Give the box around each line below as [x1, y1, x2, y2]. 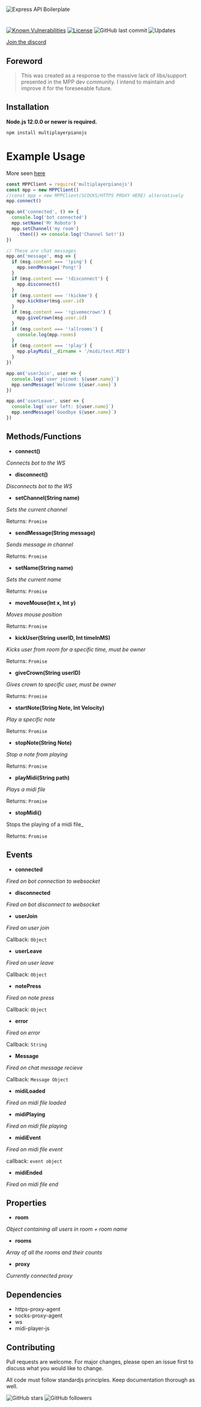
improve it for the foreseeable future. [20, 85, 112, 91]
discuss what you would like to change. [6, 1364, 104, 1371]
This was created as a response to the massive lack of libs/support [20, 72, 187, 79]
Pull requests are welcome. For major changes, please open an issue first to [6, 1358, 194, 1365]
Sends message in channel [6, 540, 73, 548]
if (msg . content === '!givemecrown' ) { [11, 309, 112, 315]
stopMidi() [14, 809, 42, 816]
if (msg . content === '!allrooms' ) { [11, 326, 103, 332]
